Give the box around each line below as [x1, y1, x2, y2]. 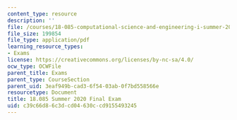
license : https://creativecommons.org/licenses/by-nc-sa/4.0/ [7, 56, 194, 64]
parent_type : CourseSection [7, 76, 90, 83]
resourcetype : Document [7, 89, 78, 96]
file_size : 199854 [7, 30, 61, 37]
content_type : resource [7, 10, 78, 18]
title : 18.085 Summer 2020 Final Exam [7, 96, 121, 103]
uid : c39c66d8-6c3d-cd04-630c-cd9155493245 [7, 102, 138, 109]
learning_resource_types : [7, 43, 83, 50]
